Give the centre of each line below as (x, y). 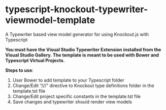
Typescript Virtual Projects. (35, 60)
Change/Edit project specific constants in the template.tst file (77, 96)
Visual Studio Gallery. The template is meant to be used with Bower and (82, 55)
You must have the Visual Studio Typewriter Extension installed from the (83, 49)
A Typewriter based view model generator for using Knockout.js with (77, 34)
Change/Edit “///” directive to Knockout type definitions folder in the (83, 86)
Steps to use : (20, 70)
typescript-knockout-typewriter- (77, 9)
